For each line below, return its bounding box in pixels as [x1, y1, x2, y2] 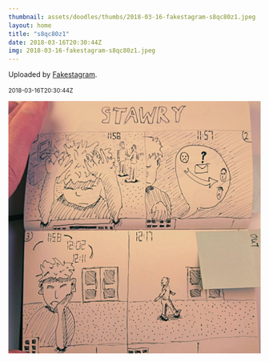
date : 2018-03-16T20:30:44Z [8, 38, 102, 46]
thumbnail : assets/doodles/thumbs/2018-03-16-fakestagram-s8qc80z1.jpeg [8, 13, 256, 21]
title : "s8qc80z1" [8, 30, 70, 38]
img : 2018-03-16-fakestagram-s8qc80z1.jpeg [8, 46, 156, 55]
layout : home [8, 21, 52, 30]
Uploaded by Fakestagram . [8, 70, 98, 79]
